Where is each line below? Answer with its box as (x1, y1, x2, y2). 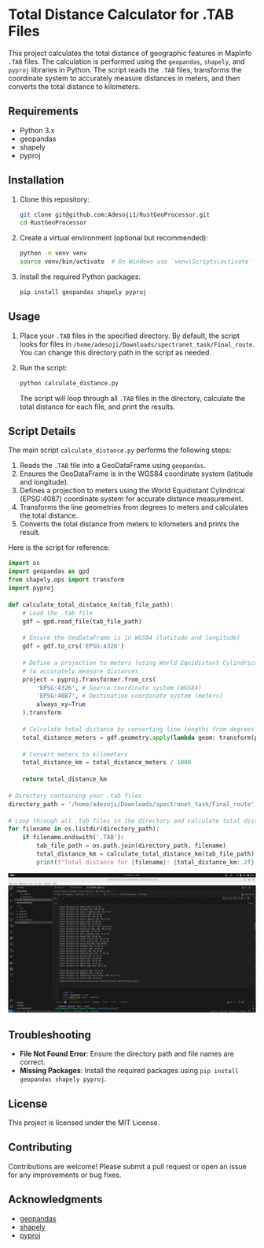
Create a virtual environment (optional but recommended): (19, 233, 208, 243)
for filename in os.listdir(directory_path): (8, 825, 159, 833)
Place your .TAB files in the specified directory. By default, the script (19, 331, 240, 340)
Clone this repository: (19, 195, 90, 204)
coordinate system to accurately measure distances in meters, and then (8, 73, 240, 83)
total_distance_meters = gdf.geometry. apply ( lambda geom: (22, 734, 216, 741)
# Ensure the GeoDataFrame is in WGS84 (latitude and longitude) (22, 634, 241, 642)
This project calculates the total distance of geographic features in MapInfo (8, 48, 252, 58)
